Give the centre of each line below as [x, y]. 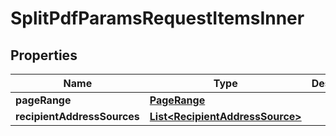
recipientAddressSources [77, 116]
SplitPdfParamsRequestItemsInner [157, 18]
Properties [44, 55]
